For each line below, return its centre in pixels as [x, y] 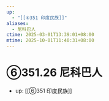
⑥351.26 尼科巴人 [55, 73]
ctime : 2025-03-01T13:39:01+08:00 [51, 35]
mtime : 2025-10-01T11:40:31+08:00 [51, 40]
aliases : [17, 23]
